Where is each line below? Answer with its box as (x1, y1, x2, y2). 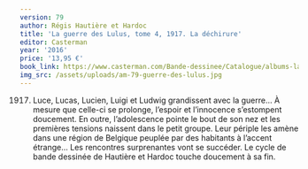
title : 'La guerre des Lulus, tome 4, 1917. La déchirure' (19, 29, 243, 38)
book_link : (19, 63, 60, 72)
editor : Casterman (19, 37, 88, 47)
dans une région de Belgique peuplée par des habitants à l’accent (32, 132, 273, 142)
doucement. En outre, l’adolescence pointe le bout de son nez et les (32, 113, 281, 124)
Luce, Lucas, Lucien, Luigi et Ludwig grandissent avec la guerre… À (32, 95, 281, 105)
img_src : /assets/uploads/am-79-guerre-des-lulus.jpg (19, 71, 223, 80)
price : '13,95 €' (19, 54, 84, 63)
